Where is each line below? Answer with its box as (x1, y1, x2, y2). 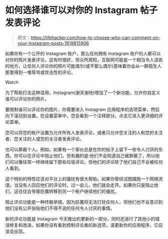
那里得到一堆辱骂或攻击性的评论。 (5, 69, 75, 75)
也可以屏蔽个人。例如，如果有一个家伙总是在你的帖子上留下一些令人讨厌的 (5, 146, 158, 152)
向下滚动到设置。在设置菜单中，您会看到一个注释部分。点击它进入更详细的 (5, 112, 158, 118)
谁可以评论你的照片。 (5, 95, 49, 101)
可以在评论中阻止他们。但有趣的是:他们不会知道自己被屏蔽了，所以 (18, 152, 156, 158)
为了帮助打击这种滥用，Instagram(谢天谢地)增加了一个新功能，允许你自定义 (5, 89, 161, 95)
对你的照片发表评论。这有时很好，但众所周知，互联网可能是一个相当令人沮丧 (5, 56, 163, 62)
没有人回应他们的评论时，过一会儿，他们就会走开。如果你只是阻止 (18, 182, 154, 188)
